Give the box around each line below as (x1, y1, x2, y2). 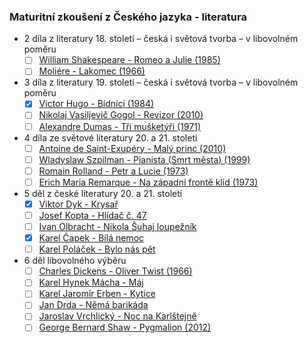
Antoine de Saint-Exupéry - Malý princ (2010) (38, 142, 227, 154)
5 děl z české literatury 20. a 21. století (23, 187, 183, 199)
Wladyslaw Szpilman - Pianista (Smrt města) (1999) (38, 153, 251, 165)
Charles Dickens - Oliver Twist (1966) (38, 265, 193, 277)
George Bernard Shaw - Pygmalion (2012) (38, 321, 212, 334)
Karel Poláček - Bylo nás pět (38, 243, 156, 255)
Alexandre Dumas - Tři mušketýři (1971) (38, 120, 202, 132)
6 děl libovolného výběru (23, 255, 127, 267)
